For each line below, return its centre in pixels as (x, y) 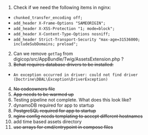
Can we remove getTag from (43, 54)
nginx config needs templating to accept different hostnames (78, 116)
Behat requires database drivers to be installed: (63, 64)
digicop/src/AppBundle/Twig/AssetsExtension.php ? (68, 59)
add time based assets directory (47, 122)
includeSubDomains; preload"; (46, 44)
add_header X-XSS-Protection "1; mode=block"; (64, 29)
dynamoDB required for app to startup (54, 105)
